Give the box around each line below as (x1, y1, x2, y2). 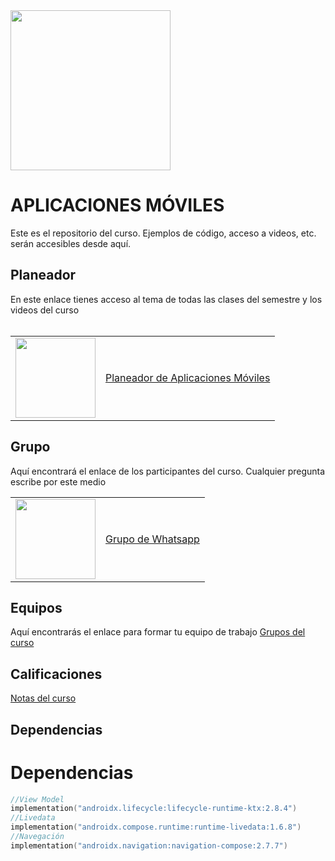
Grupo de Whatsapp (105, 532, 200, 546)
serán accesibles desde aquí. (10, 237, 132, 249)
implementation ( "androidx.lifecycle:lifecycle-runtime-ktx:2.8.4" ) (10, 804, 298, 814)
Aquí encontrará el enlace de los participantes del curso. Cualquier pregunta (10, 465, 326, 477)
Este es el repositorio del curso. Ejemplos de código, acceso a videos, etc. (10, 227, 317, 239)
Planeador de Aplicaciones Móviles (105, 370, 271, 384)
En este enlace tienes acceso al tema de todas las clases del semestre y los (10, 293, 323, 305)
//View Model (10, 794, 65, 804)
